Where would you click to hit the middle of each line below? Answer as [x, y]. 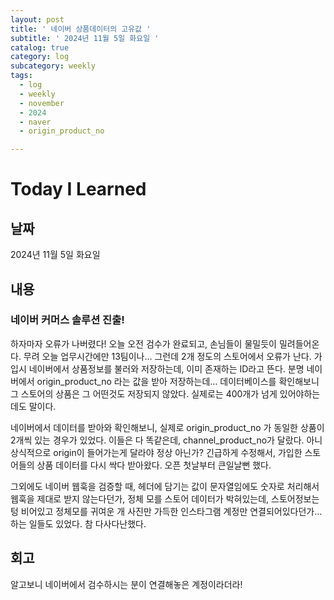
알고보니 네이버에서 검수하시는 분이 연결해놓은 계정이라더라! [126, 584]
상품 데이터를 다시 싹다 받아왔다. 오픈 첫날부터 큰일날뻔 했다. [154, 465]
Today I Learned [78, 189]
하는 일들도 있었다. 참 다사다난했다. [78, 523]
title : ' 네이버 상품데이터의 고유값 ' [81, 29]
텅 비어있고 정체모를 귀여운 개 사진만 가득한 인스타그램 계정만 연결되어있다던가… [166, 511]
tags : [21, 76]
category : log [40, 57]
